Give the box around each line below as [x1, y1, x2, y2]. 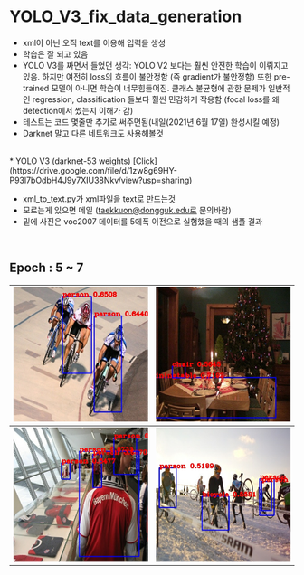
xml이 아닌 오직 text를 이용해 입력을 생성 [22, 37, 166, 48]
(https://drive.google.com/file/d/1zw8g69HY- [9, 165, 178, 175]
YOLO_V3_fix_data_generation [9, 6, 242, 27]
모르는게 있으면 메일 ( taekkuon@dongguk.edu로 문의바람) [22, 204, 233, 215]
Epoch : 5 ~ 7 [9, 260, 84, 276]
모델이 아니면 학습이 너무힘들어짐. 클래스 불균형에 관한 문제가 [51, 82, 267, 93]
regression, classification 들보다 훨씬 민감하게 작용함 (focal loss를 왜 [32, 93, 280, 105]
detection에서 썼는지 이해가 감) [22, 105, 134, 116]
